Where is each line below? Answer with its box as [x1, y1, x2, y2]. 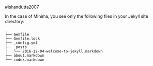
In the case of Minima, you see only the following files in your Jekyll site [5, 13, 149, 19]
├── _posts [5, 45, 27, 50]
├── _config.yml [5, 40, 38, 45]
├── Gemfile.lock [5, 36, 40, 41]
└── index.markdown [5, 57, 45, 62]
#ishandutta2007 [5, 4, 39, 10]
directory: [5, 19, 25, 24]
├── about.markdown [5, 53, 45, 58]
